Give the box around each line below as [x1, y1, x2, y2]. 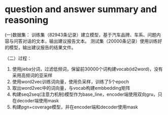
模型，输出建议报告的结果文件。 [9, 44, 76, 50]
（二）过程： [5, 55, 31, 61]
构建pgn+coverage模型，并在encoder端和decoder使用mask [12, 104, 138, 110]
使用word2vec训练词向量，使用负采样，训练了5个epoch [12, 79, 129, 85]
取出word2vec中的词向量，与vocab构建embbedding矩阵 [12, 85, 130, 91]
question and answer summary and [5, 4, 157, 15]
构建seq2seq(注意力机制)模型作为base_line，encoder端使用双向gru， [12, 91, 158, 97]
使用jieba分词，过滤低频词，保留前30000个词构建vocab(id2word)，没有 [12, 66, 163, 72]
